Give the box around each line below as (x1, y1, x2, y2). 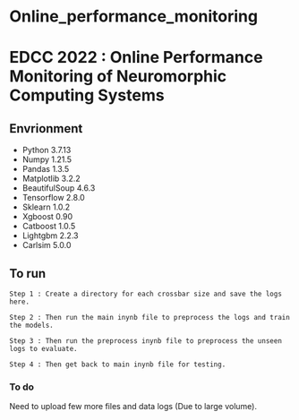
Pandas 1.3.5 (21, 164, 70, 175)
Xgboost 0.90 (21, 211, 73, 222)
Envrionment (9, 121, 83, 136)
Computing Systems (9, 85, 165, 106)
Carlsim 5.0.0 (21, 240, 72, 251)
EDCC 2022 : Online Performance (9, 47, 263, 68)
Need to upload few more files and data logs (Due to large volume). (9, 401, 258, 412)
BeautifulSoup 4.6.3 (21, 183, 96, 193)
